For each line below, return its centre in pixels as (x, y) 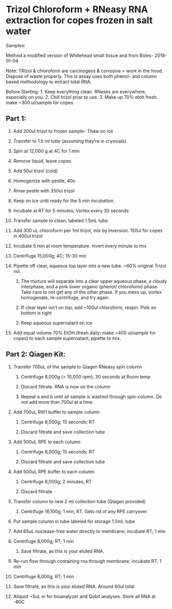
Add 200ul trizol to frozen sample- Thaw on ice (63, 131)
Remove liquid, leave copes (42, 161)
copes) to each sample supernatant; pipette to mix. (67, 338)
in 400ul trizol (28, 236)
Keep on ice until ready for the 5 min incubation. (64, 201)
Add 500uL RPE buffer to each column (54, 472)
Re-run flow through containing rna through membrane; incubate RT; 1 (87, 561)
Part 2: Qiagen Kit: (36, 354)
